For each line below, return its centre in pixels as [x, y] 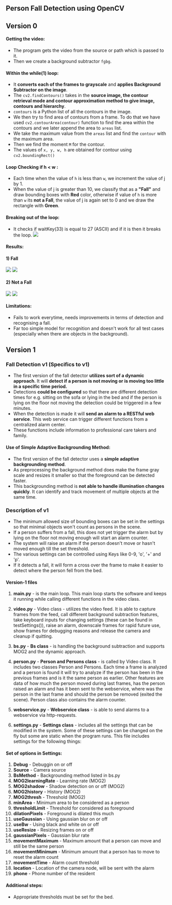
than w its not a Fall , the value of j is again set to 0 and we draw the [84, 200]
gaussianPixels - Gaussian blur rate [51, 835]
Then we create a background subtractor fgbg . [62, 61]
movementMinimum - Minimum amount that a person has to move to [87, 852]
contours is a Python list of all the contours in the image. [72, 112]
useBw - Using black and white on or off [56, 824]
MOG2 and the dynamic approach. [50, 652]
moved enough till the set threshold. [51, 548]
